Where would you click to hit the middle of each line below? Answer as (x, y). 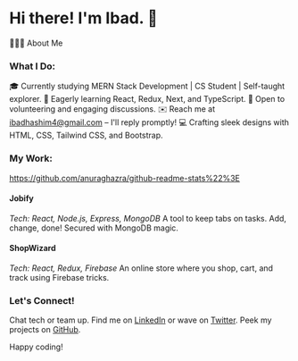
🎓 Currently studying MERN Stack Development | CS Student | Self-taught (147, 86)
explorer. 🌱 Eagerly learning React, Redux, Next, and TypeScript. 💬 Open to (147, 99)
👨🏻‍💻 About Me (36, 43)
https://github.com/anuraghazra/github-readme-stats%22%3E (125, 178)
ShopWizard (33, 248)
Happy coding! (37, 347)
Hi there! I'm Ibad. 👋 (83, 18)
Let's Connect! (42, 300)
